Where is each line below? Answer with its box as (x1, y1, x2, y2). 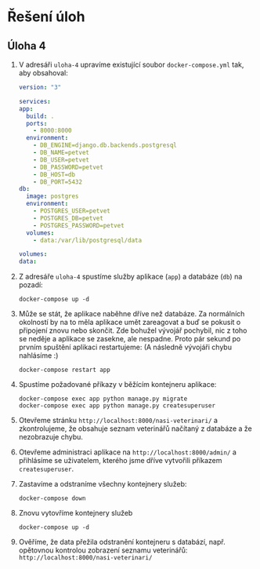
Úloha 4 (7, 39, 46, 53)
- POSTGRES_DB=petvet (33, 214, 103, 222)
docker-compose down (18, 494, 86, 502)
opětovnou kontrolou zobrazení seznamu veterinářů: (18, 545, 188, 555)
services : (18, 97, 52, 105)
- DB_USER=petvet (33, 155, 89, 164)
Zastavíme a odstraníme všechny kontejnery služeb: (18, 480, 187, 489)
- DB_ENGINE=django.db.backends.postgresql (33, 141, 177, 149)
